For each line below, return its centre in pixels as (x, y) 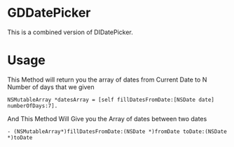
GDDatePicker (49, 13)
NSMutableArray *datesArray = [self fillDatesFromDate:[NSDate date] (111, 100)
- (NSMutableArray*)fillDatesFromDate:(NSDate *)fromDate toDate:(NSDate (117, 131)
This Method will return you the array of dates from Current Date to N (107, 79)
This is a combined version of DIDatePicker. (70, 32)
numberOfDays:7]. (33, 106)
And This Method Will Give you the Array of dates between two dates (107, 118)
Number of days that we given (51, 87)
